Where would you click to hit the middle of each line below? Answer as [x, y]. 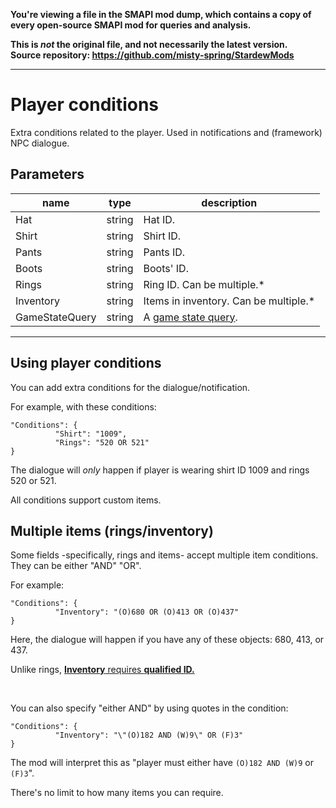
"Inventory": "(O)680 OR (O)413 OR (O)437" [147, 612]
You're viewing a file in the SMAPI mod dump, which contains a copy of [161, 14]
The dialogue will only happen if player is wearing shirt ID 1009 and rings [160, 470]
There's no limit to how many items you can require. [117, 793]
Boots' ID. [166, 268]
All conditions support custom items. [86, 500]
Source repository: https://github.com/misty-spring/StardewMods [152, 55]
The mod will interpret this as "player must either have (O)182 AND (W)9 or [162, 763]
